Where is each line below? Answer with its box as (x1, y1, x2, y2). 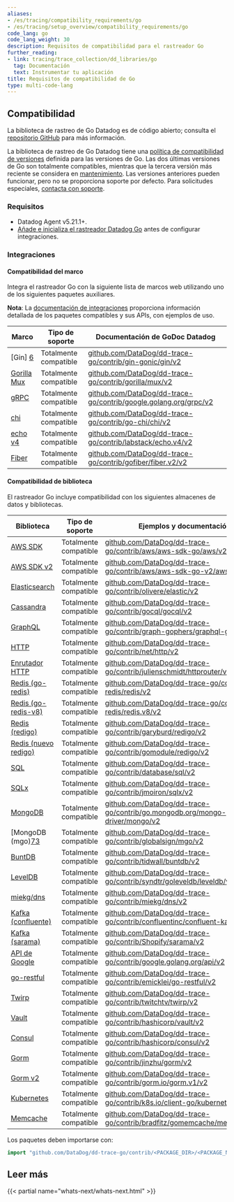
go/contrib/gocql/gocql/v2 (104, 606, 193, 616)
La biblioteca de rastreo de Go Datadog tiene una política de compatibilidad (7, 148, 224, 156)
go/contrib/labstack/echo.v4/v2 (88, 438, 193, 448)
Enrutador (10, 658, 44, 668)
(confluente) (10, 917, 52, 926)
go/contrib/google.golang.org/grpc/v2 (88, 397, 214, 407)
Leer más (7, 1168, 49, 1180)
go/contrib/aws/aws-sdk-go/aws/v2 (104, 546, 228, 556)
